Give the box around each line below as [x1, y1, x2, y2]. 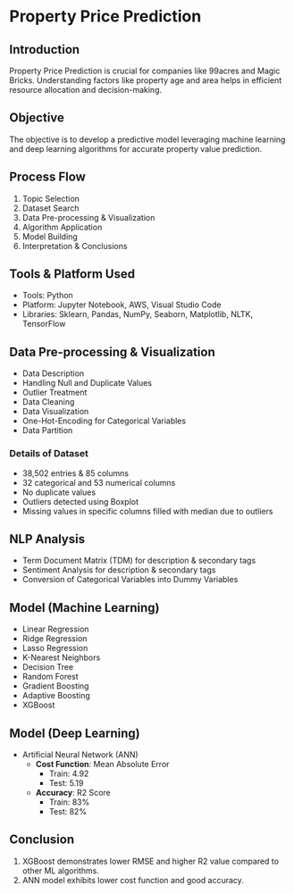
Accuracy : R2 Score [35, 787, 111, 798]
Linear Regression [21, 623, 89, 635]
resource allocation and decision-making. [9, 85, 163, 95]
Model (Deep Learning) [9, 725, 140, 740]
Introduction [9, 42, 80, 57]
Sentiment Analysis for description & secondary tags [21, 564, 216, 575]
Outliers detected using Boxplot [21, 496, 139, 506]
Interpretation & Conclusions [21, 240, 128, 251]
